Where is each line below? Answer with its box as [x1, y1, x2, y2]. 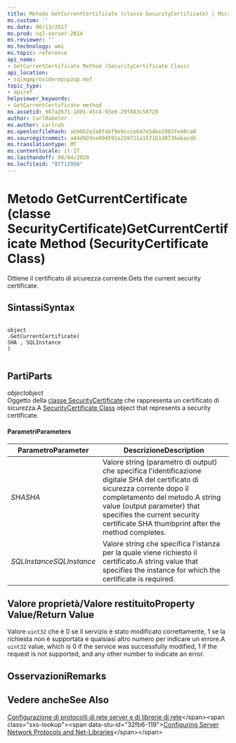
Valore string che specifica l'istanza [102, 538, 221, 548]
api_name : [7, 56, 37, 63]
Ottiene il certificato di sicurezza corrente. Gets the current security [7, 273, 202, 282]
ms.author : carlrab [7, 121, 65, 129]
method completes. [102, 527, 166, 537]
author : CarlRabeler [7, 115, 68, 122]
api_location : [7, 69, 49, 76]
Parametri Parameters [7, 427, 72, 436]
